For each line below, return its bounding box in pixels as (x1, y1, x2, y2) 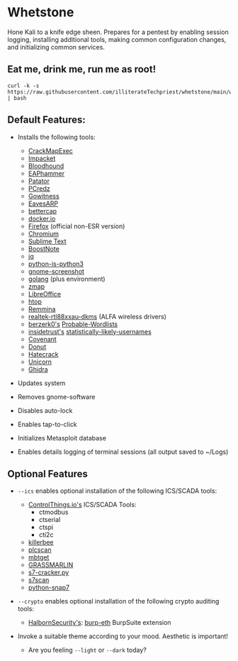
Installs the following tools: (17, 133, 96, 141)
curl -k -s (7, 82, 40, 89)
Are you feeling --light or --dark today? (28, 646, 147, 655)
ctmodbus (38, 508, 69, 516)
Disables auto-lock (17, 406, 73, 415)
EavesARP (28, 199, 59, 208)
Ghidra (28, 365, 48, 373)
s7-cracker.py (28, 568, 69, 577)
